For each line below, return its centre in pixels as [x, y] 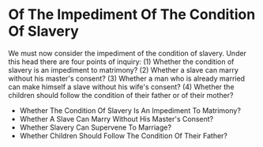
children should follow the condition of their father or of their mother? [121, 95]
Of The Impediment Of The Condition [132, 15]
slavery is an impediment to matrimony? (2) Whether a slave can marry [124, 70]
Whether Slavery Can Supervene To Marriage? [96, 127]
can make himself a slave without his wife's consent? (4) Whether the [121, 87]
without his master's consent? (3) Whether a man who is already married [127, 78]
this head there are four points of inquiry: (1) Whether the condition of [121, 62]
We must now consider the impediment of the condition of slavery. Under [128, 53]
